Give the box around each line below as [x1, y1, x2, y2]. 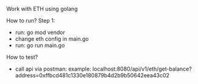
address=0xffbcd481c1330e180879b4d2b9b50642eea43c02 [15, 72, 169, 79]
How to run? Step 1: [6, 17, 55, 24]
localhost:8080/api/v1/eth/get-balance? [92, 65, 192, 72]
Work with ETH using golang [6, 5, 78, 12]
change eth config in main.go [15, 35, 90, 42]
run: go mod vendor [15, 29, 65, 36]
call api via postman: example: [15, 65, 91, 72]
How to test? [6, 54, 38, 60]
